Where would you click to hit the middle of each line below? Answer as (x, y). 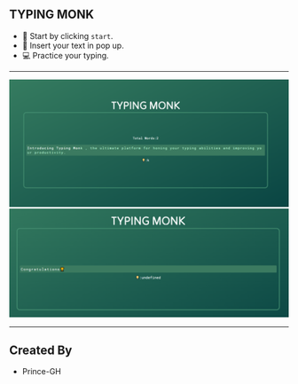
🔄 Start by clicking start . (67, 35)
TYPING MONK (52, 15)
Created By (41, 350)
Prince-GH (42, 372)
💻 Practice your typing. (65, 55)
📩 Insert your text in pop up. (73, 45)
